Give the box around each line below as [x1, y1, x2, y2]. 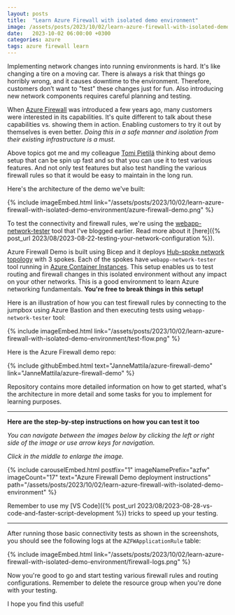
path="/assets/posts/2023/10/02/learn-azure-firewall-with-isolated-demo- [7, 481, 224, 489]
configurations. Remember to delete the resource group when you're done [7, 579, 222, 587]
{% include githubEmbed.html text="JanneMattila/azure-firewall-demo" [7, 361, 213, 370]
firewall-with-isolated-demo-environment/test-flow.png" [7, 334, 170, 343]
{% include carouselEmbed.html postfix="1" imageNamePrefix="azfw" [7, 466, 210, 474]
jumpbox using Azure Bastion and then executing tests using [7, 306, 182, 314]
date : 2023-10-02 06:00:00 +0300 [7, 29, 111, 37]
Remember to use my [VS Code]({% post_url [7, 502, 136, 510]
